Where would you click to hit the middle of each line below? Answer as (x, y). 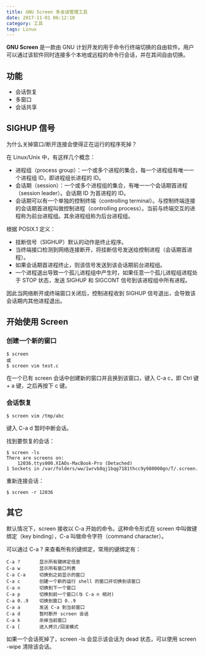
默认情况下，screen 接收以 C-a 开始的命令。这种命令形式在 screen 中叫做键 (102, 528)
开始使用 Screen (37, 322)
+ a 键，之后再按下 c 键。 (38, 385)
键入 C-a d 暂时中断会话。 (39, 428)
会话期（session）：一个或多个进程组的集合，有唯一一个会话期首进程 (101, 185)
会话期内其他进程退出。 (36, 301)
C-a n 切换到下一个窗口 (41, 588)
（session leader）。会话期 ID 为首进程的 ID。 (72, 193)
